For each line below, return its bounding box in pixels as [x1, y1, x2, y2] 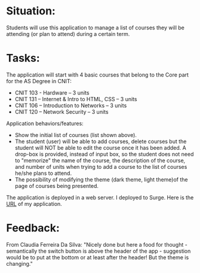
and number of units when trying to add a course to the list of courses [14, 163, 187, 170]
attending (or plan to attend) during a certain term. [6, 30, 130, 37]
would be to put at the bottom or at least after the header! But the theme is [6, 253, 189, 261]
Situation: [6, 4, 56, 18]
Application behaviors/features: [6, 120, 84, 127]
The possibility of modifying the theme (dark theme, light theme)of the [14, 175, 188, 183]
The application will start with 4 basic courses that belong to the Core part [6, 71, 189, 78]
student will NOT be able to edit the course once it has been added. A [14, 144, 186, 151]
